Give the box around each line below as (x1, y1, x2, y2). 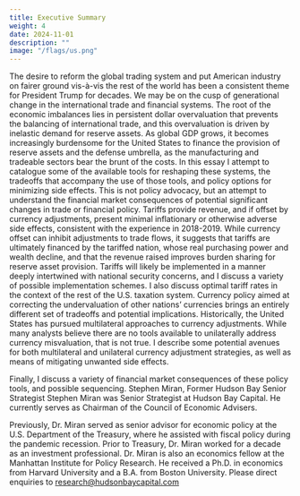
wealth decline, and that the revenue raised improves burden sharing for (9, 252, 276, 262)
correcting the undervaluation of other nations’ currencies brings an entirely (9, 299, 289, 310)
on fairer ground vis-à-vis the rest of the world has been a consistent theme (9, 81, 289, 91)
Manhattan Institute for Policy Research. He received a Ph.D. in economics (9, 458, 284, 468)
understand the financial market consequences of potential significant (9, 194, 269, 206)
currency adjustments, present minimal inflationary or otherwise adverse (9, 214, 278, 225)
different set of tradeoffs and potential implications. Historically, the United (9, 309, 285, 320)
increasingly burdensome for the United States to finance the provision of (9, 138, 280, 149)
